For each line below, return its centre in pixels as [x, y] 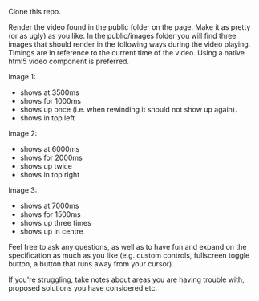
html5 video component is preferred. [69, 61]
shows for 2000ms [51, 157]
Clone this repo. [35, 12]
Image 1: [22, 77]
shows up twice [46, 166]
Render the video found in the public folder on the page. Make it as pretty [129, 27]
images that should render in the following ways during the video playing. [129, 44]
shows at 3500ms [50, 92]
